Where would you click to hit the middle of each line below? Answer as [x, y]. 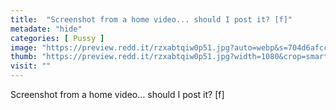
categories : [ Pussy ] [57, 38]
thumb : [24, 57]
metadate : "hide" [46, 29]
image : [24, 47]
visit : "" [31, 66]
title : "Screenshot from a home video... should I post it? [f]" [151, 19]
